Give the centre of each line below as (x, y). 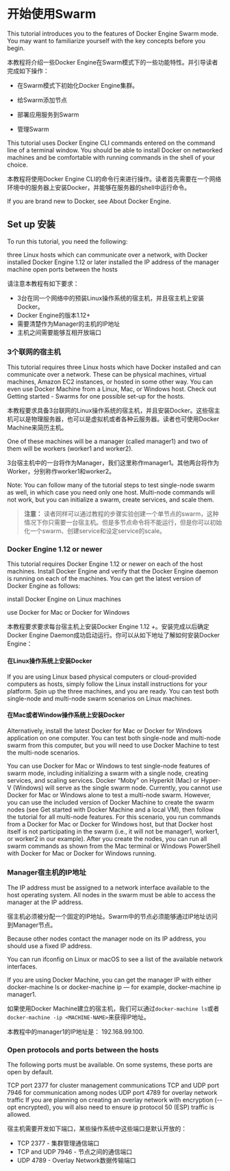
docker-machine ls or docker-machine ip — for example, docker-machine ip (114, 987)
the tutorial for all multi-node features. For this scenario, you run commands (114, 816)
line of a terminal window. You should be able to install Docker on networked (115, 150)
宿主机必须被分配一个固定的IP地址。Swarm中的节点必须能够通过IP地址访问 (112, 916)
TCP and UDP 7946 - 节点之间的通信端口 (75, 1152)
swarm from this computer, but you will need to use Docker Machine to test (113, 745)
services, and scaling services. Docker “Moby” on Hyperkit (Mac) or (103, 780)
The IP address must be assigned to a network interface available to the (108, 888)
